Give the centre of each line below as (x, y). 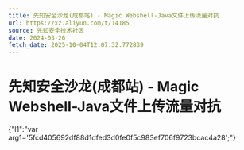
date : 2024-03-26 (37, 38)
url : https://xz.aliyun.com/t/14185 (69, 23)
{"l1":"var (23, 129)
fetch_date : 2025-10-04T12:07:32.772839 (76, 45)
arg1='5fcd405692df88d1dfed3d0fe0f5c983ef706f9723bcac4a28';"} (122, 138)
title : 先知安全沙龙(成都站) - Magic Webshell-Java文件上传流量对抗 (114, 15)
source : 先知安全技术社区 (46, 30)
